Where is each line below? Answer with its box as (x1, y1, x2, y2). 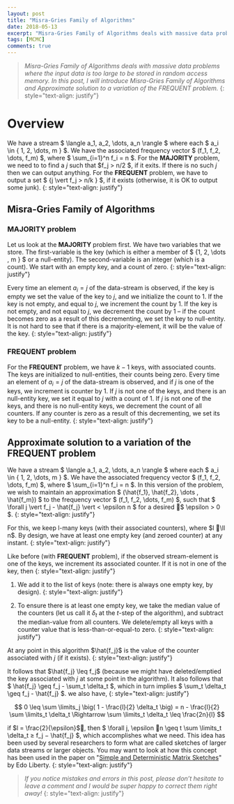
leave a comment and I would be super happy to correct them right (24, 782, 217, 790)
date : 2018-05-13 (7, 23, 58, 30)
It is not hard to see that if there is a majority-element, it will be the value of (7, 322, 223, 331)
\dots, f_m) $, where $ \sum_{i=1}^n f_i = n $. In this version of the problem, (7, 480, 224, 489)
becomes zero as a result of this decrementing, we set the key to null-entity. (7, 314, 226, 323)
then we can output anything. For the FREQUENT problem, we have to (7, 168, 208, 176)
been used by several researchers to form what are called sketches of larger (7, 738, 227, 747)
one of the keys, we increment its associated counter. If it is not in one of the (7, 559, 227, 568)
